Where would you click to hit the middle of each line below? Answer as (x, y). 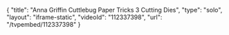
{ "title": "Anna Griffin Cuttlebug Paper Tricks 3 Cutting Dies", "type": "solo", (114, 10)
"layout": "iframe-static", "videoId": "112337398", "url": (84, 17)
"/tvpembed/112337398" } (44, 24)
